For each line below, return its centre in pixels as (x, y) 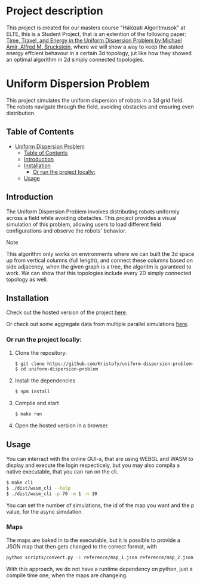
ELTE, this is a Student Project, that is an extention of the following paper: (96, 34)
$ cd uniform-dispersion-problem (56, 369)
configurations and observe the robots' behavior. (66, 230)
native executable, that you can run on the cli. (62, 471)
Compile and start (37, 403)
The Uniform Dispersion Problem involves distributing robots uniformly (93, 212)
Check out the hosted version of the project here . (67, 312)
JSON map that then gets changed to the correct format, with (81, 546)
